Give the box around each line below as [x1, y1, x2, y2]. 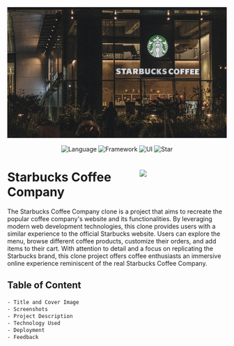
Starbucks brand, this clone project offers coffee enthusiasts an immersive [7, 251, 221, 260]
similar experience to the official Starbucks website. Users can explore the [7, 230, 221, 238]
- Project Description [7, 313, 73, 319]
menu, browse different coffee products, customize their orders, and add [7, 236, 217, 245]
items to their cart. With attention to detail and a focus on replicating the [7, 244, 214, 253]
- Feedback [7, 333, 39, 340]
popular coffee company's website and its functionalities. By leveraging [7, 214, 212, 223]
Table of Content [7, 279, 81, 292]
